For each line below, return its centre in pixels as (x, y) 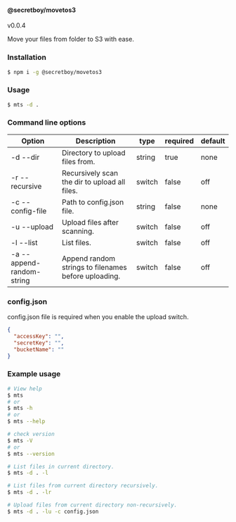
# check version (31, 434)
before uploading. (91, 276)
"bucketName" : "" (39, 349)
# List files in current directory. (61, 466)
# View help (25, 389)
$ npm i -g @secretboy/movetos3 (54, 72)
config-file (29, 211)
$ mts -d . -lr (29, 492)
